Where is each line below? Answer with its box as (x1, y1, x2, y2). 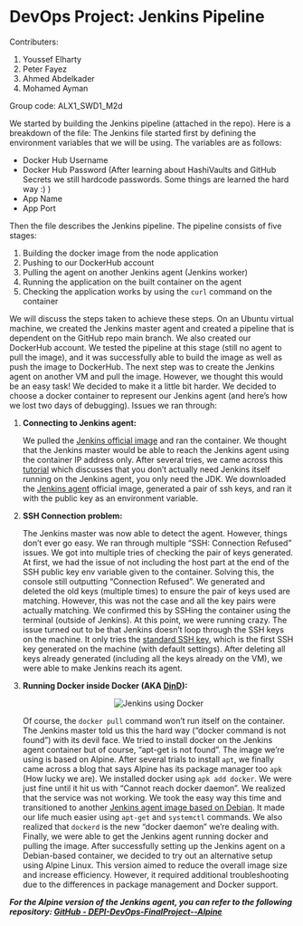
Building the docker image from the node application (22, 247, 219, 258)
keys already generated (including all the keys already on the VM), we (22, 652, 283, 663)
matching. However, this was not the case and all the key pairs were (22, 595, 276, 606)
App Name (22, 193, 63, 204)
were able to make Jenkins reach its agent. (22, 662, 183, 673)
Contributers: (9, 36, 59, 47)
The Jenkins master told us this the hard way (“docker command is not (22, 725, 287, 736)
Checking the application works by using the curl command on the (22, 285, 273, 296)
